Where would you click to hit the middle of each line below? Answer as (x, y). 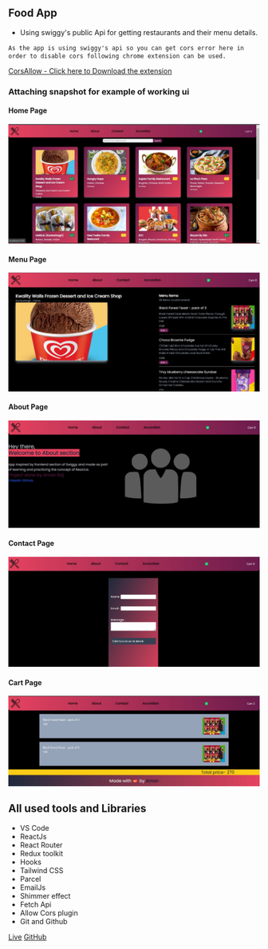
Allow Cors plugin (49, 913)
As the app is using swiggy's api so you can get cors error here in (126, 48)
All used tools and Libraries (77, 809)
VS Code (34, 827)
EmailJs (33, 887)
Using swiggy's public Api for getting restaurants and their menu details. (138, 32)
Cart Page (25, 682)
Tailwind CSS (41, 870)
